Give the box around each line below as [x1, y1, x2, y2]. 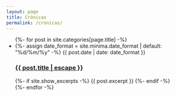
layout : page [6, 8, 39, 15]
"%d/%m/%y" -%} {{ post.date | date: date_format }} [14, 49, 146, 56]
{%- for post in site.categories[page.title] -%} [14, 36, 127, 44]
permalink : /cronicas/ [6, 20, 63, 26]
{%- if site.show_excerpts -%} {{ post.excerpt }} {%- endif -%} [14, 77, 171, 84]
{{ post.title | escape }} [14, 64, 84, 72]
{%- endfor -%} [14, 83, 54, 91]
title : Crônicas [6, 14, 47, 20]
